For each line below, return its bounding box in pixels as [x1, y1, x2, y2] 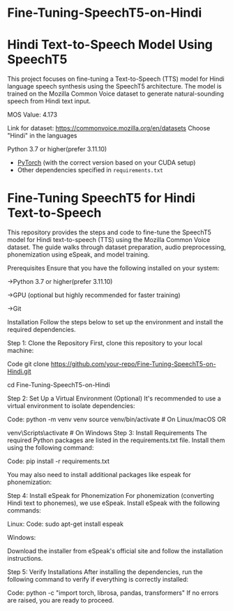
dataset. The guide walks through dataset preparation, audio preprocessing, [7, 243, 227, 252]
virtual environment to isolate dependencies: [7, 402, 135, 410]
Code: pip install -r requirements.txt [7, 457, 110, 465]
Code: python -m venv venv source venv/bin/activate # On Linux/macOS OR [7, 415, 227, 423]
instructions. [7, 555, 43, 563]
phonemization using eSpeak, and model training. [7, 250, 150, 259]
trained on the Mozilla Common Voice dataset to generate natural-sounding [7, 89, 225, 98]
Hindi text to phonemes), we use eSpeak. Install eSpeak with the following [7, 499, 220, 507]
